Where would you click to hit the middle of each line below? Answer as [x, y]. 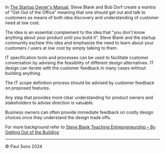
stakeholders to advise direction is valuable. [50, 103]
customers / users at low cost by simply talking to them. [62, 48]
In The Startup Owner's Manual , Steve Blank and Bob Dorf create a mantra [81, 7]
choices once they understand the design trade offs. [58, 117]
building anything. [23, 73]
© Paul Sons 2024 [24, 146]
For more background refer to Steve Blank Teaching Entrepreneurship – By [80, 127]
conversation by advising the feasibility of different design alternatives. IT [79, 63]
